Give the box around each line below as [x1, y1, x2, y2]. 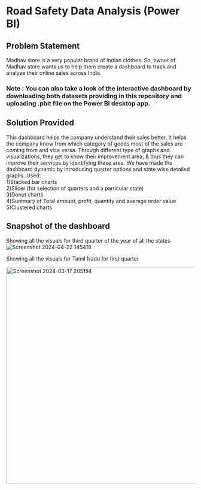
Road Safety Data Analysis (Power [6, 4, 180, 18]
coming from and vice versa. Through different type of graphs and [6, 146, 170, 153]
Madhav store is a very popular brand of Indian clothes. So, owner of [6, 57, 176, 63]
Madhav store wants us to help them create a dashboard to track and [6, 63, 176, 70]
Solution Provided [6, 118, 75, 128]
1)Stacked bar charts [6, 178, 57, 185]
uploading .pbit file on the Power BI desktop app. [6, 99, 151, 107]
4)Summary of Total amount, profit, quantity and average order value [6, 197, 176, 204]
